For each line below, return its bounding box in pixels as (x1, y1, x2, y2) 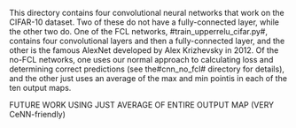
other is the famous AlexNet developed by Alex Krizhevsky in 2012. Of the (9, 45, 279, 56)
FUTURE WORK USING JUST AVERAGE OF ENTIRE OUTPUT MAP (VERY (9, 100, 275, 109)
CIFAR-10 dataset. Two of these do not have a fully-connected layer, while (9, 17, 279, 27)
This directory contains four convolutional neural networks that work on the (9, 8, 285, 18)
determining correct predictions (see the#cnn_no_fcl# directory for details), (9, 64, 285, 74)
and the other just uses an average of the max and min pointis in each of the (9, 73, 288, 83)
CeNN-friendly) (9, 109, 66, 119)
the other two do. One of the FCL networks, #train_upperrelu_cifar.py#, (9, 26, 269, 36)
